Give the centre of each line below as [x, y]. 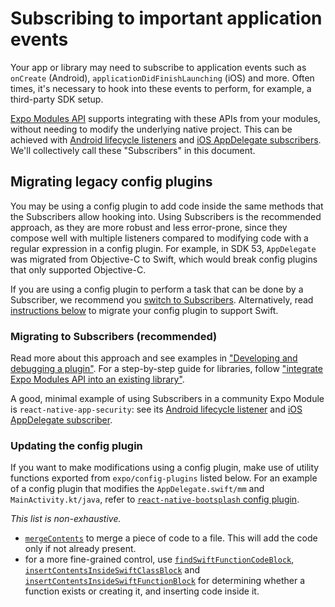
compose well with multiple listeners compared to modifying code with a [159, 238]
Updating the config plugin [76, 445]
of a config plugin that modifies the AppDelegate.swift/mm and [137, 489]
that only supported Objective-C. [78, 269]
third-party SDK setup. [57, 99]
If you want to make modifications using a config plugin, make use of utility [165, 468]
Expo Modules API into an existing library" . [97, 379]
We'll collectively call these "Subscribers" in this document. [133, 150]
